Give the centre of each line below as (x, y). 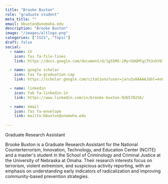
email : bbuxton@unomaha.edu (34, 24)
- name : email (24, 106)
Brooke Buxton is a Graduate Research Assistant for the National (72, 144)
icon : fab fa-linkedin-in (41, 93)
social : (13, 47)
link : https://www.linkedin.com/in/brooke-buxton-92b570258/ (79, 97)
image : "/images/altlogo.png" (37, 33)
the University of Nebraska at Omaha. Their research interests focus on (79, 160)
